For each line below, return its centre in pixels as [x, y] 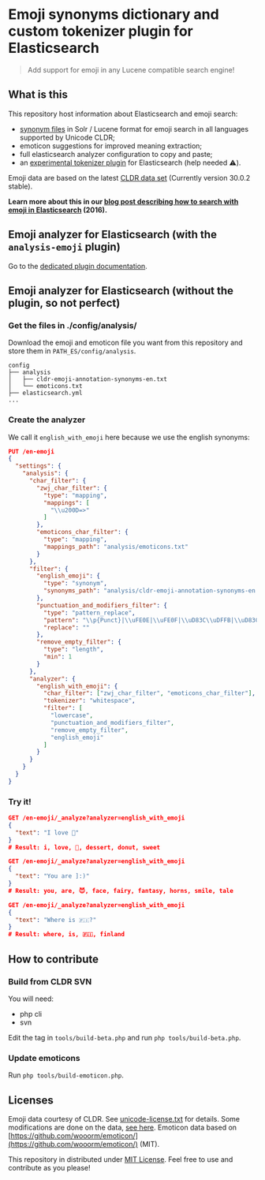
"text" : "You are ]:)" [52, 876]
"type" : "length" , [73, 650]
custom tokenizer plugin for [101, 31]
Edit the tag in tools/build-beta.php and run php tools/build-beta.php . [125, 1037]
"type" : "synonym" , [75, 584]
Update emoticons [44, 1058]
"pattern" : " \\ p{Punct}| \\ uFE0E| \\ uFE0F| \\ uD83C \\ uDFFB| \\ [142, 620]
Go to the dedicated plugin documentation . [78, 266]
